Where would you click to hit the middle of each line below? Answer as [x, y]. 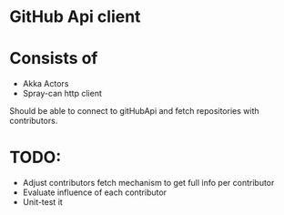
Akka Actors [46, 84]
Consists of [54, 59]
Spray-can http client [62, 94]
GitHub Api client [75, 17]
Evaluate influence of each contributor [94, 192]
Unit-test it [43, 202]
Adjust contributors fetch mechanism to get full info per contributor [148, 183]
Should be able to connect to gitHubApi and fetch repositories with [134, 111]
